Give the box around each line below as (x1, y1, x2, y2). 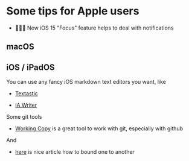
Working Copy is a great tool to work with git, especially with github (14, 125, 183, 132)
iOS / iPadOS (6, 62, 56, 72)
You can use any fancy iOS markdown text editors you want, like (6, 78, 166, 86)
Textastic (14, 90, 38, 97)
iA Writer (14, 101, 37, 109)
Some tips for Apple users (6, 4, 139, 18)
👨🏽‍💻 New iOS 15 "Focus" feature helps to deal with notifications (14, 24, 174, 31)
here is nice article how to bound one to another (14, 148, 135, 156)
